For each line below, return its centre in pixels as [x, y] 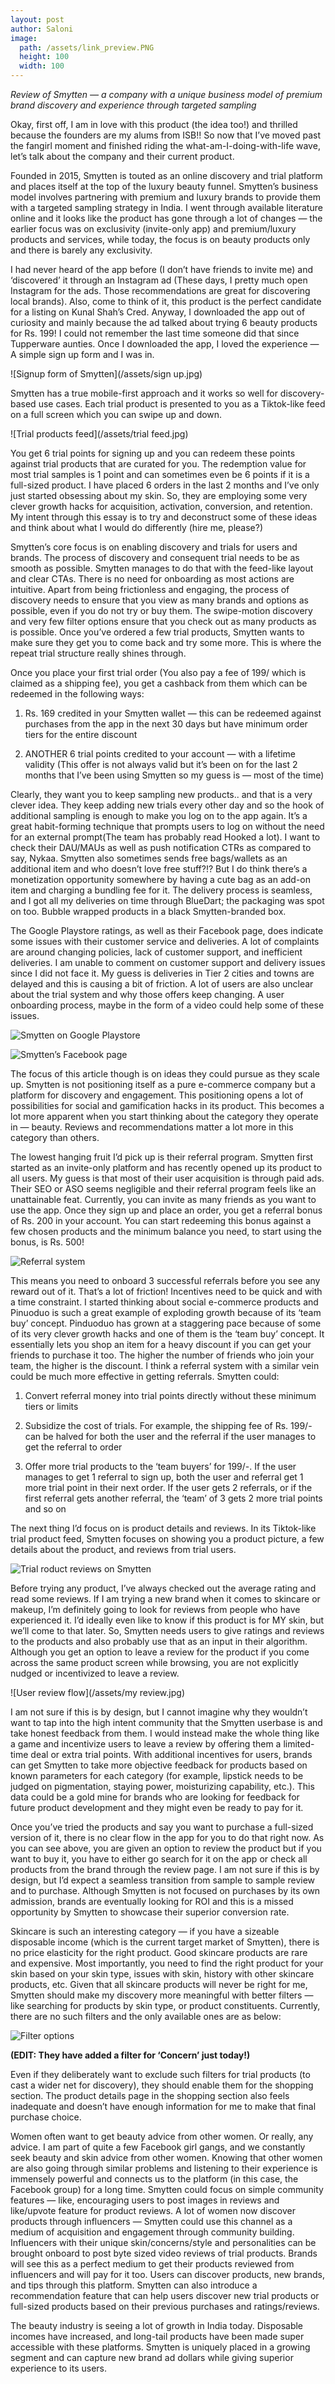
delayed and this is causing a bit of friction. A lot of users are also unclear [162, 984]
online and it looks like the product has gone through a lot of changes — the [166, 218]
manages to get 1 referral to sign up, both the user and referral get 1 [164, 1477]
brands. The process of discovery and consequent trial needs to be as [155, 557]
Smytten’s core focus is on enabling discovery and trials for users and [154, 547]
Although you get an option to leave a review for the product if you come [160, 1652]
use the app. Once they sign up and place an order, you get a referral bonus [166, 1210]
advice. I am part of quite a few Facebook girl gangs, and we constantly [158, 2147]
